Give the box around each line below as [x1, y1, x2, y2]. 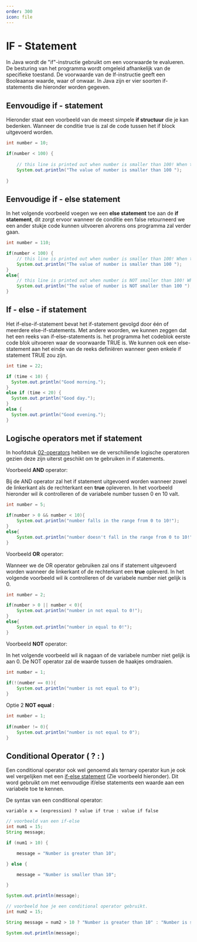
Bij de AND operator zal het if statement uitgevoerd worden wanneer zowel [6, 478, 187, 485]
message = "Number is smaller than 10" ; [16, 872, 117, 877]
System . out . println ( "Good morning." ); [11, 379, 107, 385]
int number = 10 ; [6, 140, 49, 146]
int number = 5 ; [6, 502, 46, 508]
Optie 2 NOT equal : [6, 702, 55, 709]
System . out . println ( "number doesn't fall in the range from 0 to [16, 534, 180, 540]
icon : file [6, 14, 33, 20]
